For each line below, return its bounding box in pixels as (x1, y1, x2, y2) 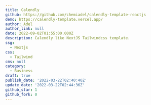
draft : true (5, 73, 30, 78)
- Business (10, 69, 33, 74)
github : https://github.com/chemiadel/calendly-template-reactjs (5, 12, 146, 17)
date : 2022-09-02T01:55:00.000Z (5, 31, 73, 36)
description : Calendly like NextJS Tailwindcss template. (5, 36, 130, 41)
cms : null (5, 59, 26, 64)
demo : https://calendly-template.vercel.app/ (5, 17, 103, 22)
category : (5, 64, 26, 69)
